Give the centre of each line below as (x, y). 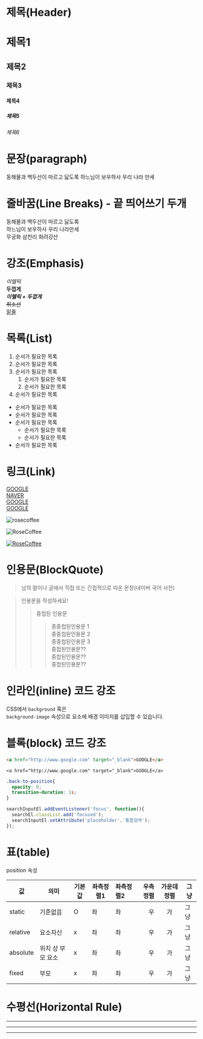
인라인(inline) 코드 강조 (61, 691)
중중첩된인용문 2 (71, 634)
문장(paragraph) (47, 159)
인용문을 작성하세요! (44, 600)
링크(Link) (31, 472)
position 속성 (22, 870)
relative (20, 932)
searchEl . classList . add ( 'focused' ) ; (58, 815)
